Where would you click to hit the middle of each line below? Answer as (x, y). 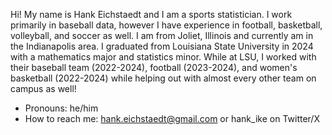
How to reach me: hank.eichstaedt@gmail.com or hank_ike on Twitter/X (172, 118)
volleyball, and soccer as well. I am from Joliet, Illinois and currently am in (162, 35)
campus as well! (43, 88)
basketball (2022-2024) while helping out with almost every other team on (163, 78)
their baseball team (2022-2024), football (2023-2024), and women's (154, 67)
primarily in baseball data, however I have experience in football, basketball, (166, 25)
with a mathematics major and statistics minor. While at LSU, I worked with (163, 57)
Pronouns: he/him (61, 108)
